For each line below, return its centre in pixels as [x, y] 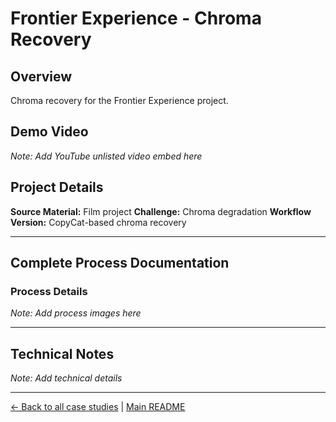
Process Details [49, 291]
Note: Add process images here [76, 313]
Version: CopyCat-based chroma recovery [98, 222]
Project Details [57, 187]
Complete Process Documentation [120, 263]
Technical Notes [62, 353]
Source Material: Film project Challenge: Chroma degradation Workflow [161, 211]
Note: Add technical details [66, 378]
